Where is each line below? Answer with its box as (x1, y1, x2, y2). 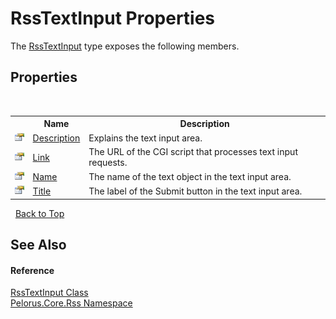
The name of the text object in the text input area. (88, 170, 292, 182)
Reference (10, 264, 55, 276)
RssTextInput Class (10, 287, 89, 299)
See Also (10, 236, 67, 253)
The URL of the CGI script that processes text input (88, 146, 298, 158)
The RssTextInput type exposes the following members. (10, 40, 240, 52)
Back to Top (14, 207, 65, 219)
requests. (88, 157, 128, 169)
